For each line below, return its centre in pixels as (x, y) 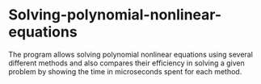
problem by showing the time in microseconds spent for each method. (125, 71)
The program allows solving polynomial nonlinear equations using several (130, 54)
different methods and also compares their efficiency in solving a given (126, 63)
